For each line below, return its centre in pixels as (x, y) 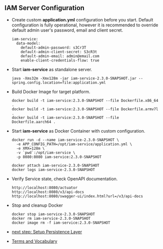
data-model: (28, 43)
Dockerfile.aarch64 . (33, 122)
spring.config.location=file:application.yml (59, 82)
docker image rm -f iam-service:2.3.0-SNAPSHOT (61, 223)
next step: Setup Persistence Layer (47, 231)
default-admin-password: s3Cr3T (53, 48)
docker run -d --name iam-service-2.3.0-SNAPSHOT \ (65, 140)
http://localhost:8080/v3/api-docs (48, 192)
